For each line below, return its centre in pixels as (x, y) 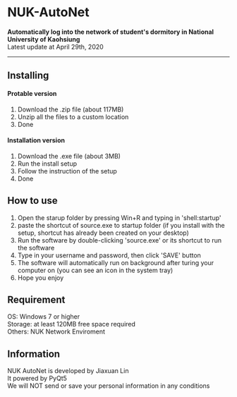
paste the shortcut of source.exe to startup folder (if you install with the (121, 225)
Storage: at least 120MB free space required (72, 324)
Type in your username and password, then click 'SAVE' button (109, 255)
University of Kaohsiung (44, 39)
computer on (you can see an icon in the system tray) (95, 270)
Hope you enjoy (41, 277)
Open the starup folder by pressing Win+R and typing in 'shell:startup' (119, 218)
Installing (28, 76)
